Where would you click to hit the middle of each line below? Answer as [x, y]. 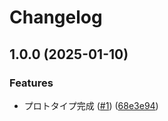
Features [31, 83]
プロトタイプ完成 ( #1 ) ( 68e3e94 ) [91, 105]
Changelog [56, 17]
